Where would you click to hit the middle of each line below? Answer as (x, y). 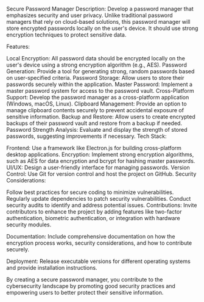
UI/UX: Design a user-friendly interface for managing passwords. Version (98, 167)
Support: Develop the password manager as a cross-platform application (98, 97)
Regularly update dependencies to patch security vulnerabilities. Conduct (99, 199)
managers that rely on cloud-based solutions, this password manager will (98, 22)
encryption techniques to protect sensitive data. (66, 35)
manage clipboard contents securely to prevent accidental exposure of (95, 110)
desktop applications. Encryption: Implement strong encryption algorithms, (100, 154)
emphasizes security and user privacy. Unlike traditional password (90, 15)
